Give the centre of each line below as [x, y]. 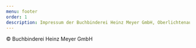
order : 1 [17, 17]
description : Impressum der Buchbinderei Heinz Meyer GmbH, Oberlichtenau [99, 22]
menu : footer [22, 11]
